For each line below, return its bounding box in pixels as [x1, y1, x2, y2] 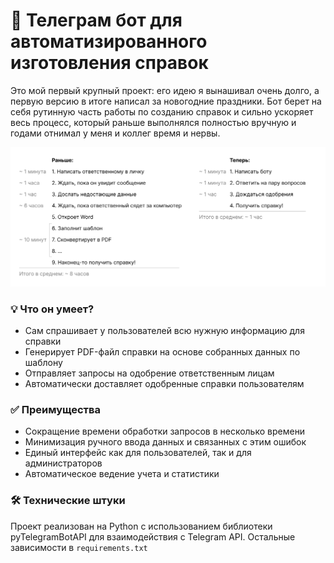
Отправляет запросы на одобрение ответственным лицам [24, 367, 275, 379]
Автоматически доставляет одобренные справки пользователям [24, 378, 305, 390]
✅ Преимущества [10, 403, 101, 417]
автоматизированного [10, 30, 208, 53]
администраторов [24, 457, 103, 469]
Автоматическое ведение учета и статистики [24, 468, 220, 480]
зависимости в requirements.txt [10, 541, 148, 553]
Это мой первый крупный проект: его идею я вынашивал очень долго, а [10, 84, 320, 96]
